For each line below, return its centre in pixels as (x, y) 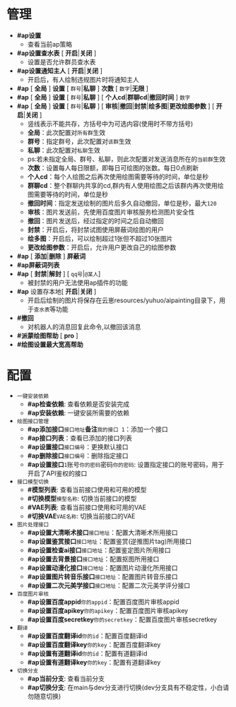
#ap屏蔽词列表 (38, 265)
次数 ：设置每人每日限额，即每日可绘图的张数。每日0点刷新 (113, 167)
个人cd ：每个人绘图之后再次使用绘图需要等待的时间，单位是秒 (118, 177)
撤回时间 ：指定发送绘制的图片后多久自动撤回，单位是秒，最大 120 (122, 203)
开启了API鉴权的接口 (57, 473)
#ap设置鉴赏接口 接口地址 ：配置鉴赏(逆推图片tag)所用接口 (110, 541)
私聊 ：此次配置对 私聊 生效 (64, 150)
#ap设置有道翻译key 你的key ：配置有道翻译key (94, 662)
